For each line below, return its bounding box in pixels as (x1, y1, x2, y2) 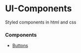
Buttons (12, 43, 28, 49)
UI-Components (5, 3, 72, 14)
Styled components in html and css (5, 19, 77, 25)
